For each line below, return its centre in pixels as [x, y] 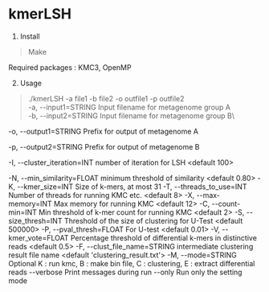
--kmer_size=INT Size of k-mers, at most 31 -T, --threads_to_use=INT [132, 187]
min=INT [23, 212]
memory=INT [30, 204]
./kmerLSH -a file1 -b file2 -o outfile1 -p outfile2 [106, 98]
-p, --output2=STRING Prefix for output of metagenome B [104, 146]
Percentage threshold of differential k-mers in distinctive [163, 237]
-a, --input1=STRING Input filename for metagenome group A [129, 107]
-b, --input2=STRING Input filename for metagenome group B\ [131, 115]
